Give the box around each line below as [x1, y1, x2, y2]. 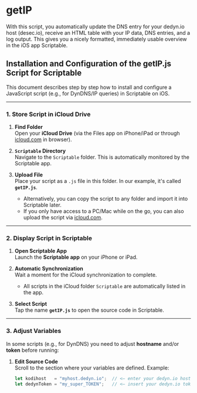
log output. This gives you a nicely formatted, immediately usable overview [6, 35, 188, 42]
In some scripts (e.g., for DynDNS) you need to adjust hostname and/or [6, 340, 179, 347]
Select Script [14, 301, 47, 308]
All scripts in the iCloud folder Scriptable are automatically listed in [23, 283, 186, 290]
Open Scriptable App [14, 248, 67, 255]
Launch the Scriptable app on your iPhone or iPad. [14, 254, 138, 261]
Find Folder [14, 124, 43, 131]
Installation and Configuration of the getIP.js [6, 59, 172, 69]
